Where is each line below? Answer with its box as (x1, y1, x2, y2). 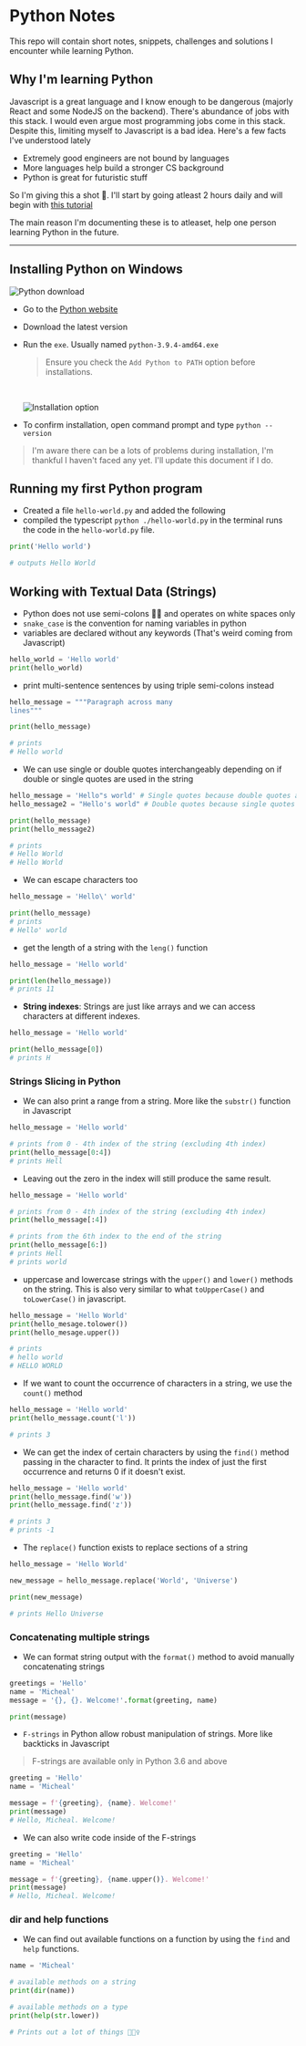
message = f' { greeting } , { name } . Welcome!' (9, 1799, 178, 1808)
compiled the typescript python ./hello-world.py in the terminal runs (22, 514, 283, 525)
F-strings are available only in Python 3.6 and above (31, 1756, 228, 1767)
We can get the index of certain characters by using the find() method (22, 1447, 290, 1458)
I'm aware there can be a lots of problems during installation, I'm (31, 444, 274, 456)
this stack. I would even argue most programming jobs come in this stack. (9, 115, 286, 126)
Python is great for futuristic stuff (22, 171, 148, 182)
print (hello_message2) (9, 825, 96, 834)
